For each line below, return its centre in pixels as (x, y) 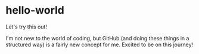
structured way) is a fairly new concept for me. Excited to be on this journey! (99, 45)
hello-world (35, 10)
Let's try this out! (26, 27)
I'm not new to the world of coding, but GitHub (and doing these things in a (97, 38)
